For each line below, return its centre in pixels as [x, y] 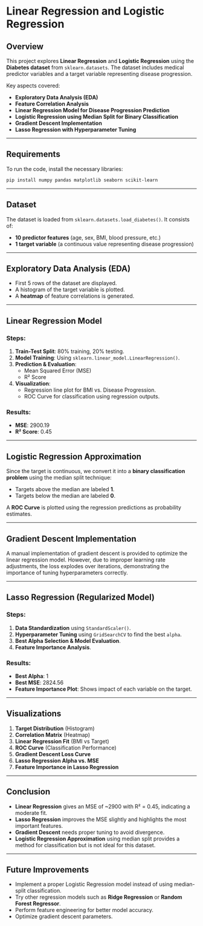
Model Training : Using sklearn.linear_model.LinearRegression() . [97, 358]
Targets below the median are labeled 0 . [65, 496]
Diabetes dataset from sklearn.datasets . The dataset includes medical [95, 67]
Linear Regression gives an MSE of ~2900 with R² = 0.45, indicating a [102, 806]
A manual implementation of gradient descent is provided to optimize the [97, 553]
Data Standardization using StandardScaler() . [73, 628]
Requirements [33, 154]
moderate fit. [31, 813]
